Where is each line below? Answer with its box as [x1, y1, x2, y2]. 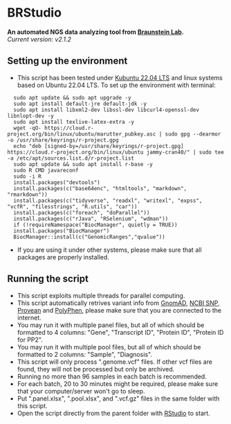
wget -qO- [13, 125, 41, 131]
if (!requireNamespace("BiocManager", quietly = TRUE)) [13, 221, 178, 228]
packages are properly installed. [17, 252, 109, 261]
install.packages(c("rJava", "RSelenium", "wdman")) [13, 215, 169, 222]
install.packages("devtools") [13, 178, 100, 186]
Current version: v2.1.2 [7, 35, 71, 43]
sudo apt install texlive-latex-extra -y [13, 118, 135, 125]
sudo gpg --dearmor [165, 130, 221, 138]
